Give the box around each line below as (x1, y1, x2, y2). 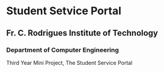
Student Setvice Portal (6, 4, 121, 18)
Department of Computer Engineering (6, 46, 119, 54)
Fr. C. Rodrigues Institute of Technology (6, 28, 158, 38)
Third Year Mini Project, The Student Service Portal (6, 59, 133, 66)
